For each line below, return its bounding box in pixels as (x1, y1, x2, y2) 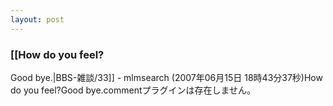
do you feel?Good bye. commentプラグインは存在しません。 (10, 84, 257, 96)
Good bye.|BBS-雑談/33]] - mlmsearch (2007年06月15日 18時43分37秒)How (10, 71, 323, 83)
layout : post (10, 14, 65, 25)
